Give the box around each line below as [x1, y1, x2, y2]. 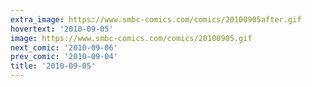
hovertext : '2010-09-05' [10, 24, 114, 34]
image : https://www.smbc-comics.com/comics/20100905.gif [10, 33, 253, 43]
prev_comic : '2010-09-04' [10, 52, 118, 62]
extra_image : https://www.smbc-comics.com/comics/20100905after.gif [10, 14, 302, 25]
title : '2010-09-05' [10, 61, 97, 71]
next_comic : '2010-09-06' [10, 42, 118, 53]
